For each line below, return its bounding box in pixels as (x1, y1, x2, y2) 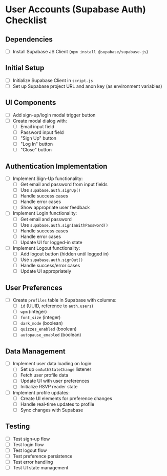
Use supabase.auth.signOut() (20, 256, 83, 263)
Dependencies (5, 35, 53, 44)
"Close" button (20, 147, 52, 153)
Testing (5, 422, 30, 431)
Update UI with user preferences (20, 378, 90, 384)
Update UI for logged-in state (20, 239, 83, 245)
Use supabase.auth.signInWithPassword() (20, 222, 109, 228)
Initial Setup (5, 64, 45, 72)
